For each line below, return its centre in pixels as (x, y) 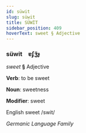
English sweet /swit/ (31, 112)
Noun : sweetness (27, 89)
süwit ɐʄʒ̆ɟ (23, 54)
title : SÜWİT (22, 22)
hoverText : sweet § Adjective (43, 34)
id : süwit (18, 11)
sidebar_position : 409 (34, 28)
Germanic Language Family (40, 124)
